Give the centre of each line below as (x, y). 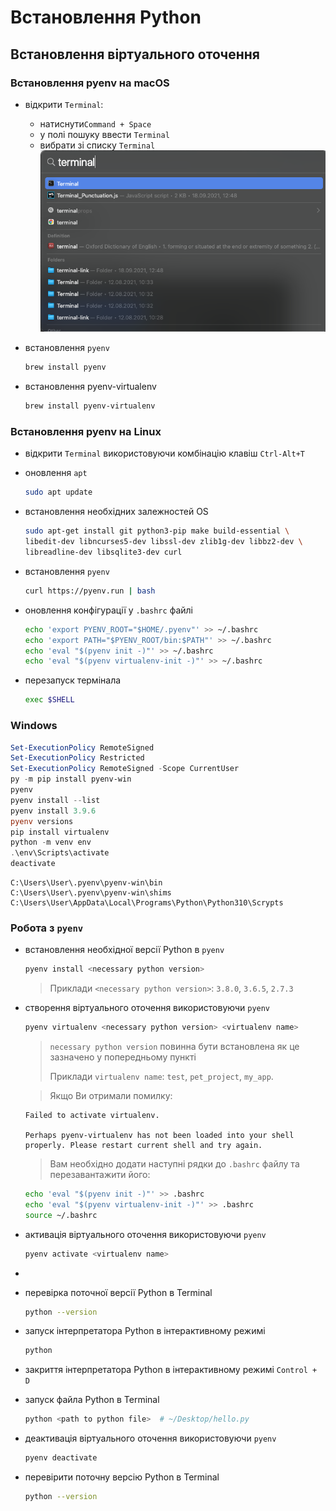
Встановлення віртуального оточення (135, 54)
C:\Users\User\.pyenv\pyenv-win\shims (91, 893)
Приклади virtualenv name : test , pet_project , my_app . (161, 1077)
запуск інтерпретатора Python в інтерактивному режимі (145, 1331)
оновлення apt (56, 473)
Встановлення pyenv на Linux (86, 432)
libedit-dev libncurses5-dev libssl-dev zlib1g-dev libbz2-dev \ (163, 542)
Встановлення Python (106, 17)
